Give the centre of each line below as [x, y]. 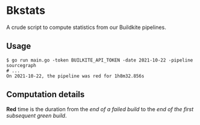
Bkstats [26, 11]
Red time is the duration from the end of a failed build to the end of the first [100, 109]
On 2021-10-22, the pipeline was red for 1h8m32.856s [76, 76]
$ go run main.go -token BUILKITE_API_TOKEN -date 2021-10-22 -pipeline [100, 60]
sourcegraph [21, 65]
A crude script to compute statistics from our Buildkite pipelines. [86, 27]
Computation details [46, 95]
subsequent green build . [37, 115]
